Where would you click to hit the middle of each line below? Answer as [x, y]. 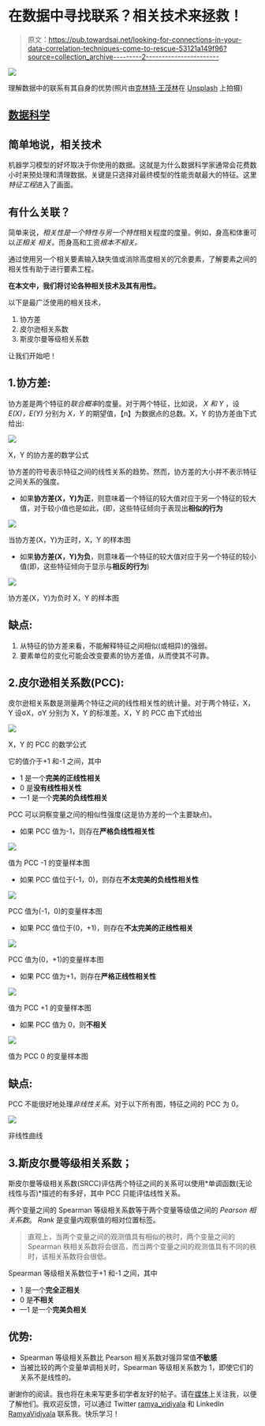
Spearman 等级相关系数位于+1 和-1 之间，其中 [83, 1273]
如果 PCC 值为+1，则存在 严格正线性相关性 [88, 976]
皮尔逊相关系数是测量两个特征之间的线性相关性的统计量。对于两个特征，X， [131, 703]
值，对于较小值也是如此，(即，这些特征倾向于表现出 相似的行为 [121, 508]
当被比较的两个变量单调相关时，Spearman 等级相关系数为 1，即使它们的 [136, 1367]
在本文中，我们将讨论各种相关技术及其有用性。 [84, 286]
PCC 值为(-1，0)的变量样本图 [55, 911]
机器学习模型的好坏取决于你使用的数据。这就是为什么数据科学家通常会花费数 [132, 165]
